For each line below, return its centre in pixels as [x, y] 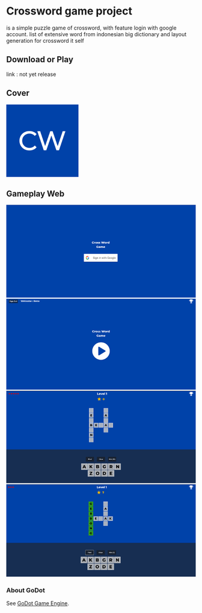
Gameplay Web [35, 193]
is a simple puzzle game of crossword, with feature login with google [91, 28]
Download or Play [40, 59]
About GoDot [26, 590]
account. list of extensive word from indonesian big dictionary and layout [96, 34]
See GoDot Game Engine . [38, 603]
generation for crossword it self [45, 40]
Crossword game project [69, 11]
